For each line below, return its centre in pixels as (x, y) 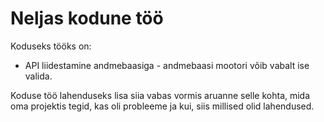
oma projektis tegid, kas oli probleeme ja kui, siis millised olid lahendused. (162, 106)
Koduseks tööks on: (51, 46)
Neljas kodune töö (87, 18)
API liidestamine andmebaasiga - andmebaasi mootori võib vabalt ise (167, 65)
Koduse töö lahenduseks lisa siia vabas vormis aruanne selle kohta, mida (160, 95)
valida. (38, 76)
